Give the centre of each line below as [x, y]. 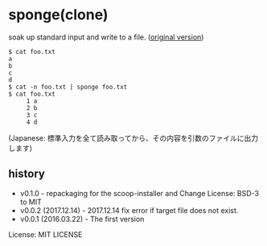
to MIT [31, 202]
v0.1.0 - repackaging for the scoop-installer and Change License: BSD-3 [140, 193]
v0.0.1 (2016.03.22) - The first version [82, 219]
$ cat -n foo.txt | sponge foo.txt [68, 87]
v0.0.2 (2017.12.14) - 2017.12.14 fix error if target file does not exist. [129, 210]
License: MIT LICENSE [45, 234]
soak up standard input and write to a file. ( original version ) [106, 37]
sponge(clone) [58, 15]
